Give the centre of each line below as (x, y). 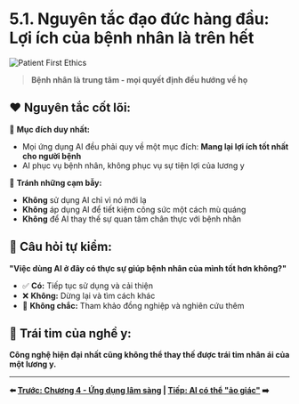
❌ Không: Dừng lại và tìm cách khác (89, 295)
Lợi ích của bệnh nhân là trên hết (132, 38)
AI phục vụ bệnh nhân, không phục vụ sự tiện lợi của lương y (133, 166)
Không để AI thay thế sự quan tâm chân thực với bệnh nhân (132, 219)
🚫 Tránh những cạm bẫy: (56, 182)
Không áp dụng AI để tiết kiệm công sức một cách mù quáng (134, 209)
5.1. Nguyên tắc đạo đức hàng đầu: (139, 19)
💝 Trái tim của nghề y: (70, 333)
